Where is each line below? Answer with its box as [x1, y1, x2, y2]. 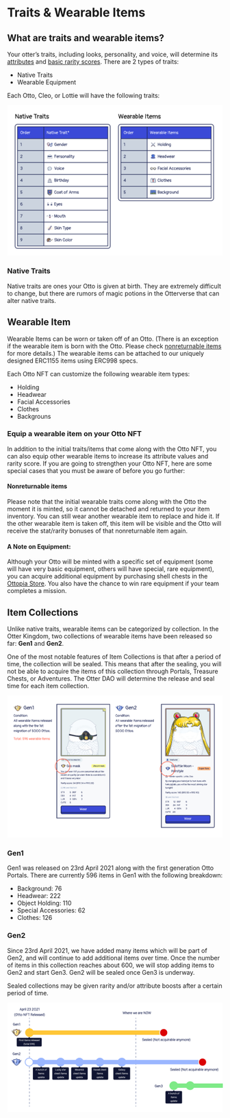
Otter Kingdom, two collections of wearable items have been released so [7, 632, 212, 640]
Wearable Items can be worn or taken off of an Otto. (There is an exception [7, 335, 219, 343]
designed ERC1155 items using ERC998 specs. [7, 356, 138, 365]
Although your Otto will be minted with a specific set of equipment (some [7, 557, 214, 566]
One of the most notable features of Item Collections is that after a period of [7, 653, 221, 661]
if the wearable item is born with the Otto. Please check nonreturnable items [7, 341, 222, 350]
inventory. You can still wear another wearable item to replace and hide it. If [7, 512, 220, 520]
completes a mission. [7, 587, 67, 595]
